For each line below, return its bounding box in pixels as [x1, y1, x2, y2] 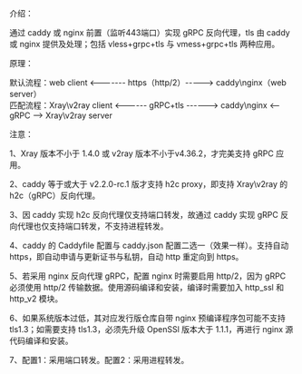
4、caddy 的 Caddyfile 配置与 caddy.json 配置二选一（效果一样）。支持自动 [9, 240, 289, 251]
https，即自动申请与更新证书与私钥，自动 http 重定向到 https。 [9, 251, 244, 261]
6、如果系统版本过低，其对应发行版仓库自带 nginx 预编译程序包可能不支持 [9, 312, 286, 323]
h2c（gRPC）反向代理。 [9, 190, 101, 201]
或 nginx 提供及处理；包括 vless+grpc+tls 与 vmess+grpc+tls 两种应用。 [9, 39, 280, 49]
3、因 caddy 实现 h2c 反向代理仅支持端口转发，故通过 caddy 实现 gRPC [9, 210, 278, 220]
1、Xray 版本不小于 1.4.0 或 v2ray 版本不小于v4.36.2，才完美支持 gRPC [9, 148, 274, 159]
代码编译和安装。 [9, 335, 73, 346]
